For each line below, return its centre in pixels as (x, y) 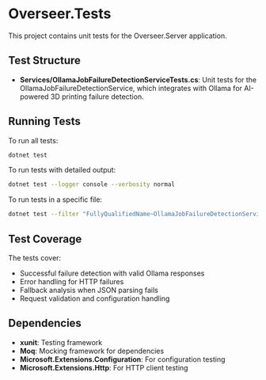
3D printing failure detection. (97, 97)
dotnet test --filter (44, 215)
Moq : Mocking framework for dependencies (92, 351)
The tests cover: (35, 258)
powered (34, 97)
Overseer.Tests (60, 14)
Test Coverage (45, 239)
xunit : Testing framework (61, 342)
